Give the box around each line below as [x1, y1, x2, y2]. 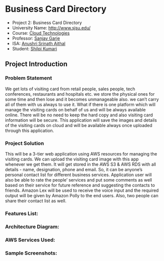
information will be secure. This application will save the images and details [5, 117, 157, 123]
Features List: [5, 210, 39, 217]
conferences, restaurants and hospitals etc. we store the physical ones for [5, 91, 155, 97]
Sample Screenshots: [5, 249, 57, 256]
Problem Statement [5, 75, 52, 81]
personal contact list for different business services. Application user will [5, 172, 152, 178]
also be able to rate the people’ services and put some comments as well [5, 177, 152, 183]
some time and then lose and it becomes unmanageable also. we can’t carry [5, 96, 159, 102]
